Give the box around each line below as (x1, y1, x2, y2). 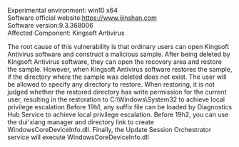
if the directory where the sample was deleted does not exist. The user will (7, 72, 227, 81)
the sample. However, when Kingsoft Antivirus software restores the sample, (7, 65, 233, 73)
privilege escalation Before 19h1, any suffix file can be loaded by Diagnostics (7, 103, 233, 111)
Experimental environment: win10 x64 (7, 6, 118, 14)
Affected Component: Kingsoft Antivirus (7, 28, 125, 37)
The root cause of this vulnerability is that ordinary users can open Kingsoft (7, 43, 230, 50)
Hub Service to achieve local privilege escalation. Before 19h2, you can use (7, 110, 229, 119)
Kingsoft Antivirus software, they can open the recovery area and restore (7, 58, 223, 66)
